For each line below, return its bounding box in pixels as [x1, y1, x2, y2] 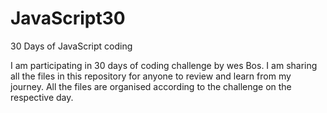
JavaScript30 [10, 7, 126, 30]
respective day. [10, 91, 74, 103]
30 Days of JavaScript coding [10, 40, 133, 52]
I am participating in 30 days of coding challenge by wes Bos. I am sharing [10, 59, 318, 71]
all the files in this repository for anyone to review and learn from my [10, 70, 292, 82]
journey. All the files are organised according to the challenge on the [10, 80, 292, 92]
